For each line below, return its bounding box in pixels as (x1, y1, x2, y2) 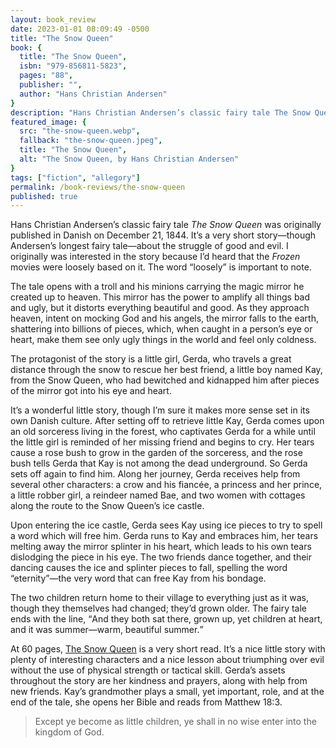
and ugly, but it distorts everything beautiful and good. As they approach (10, 302, 310, 314)
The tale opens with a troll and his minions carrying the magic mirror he (10, 281, 305, 293)
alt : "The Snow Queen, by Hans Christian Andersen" (19, 154, 240, 164)
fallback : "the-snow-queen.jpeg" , (19, 136, 163, 146)
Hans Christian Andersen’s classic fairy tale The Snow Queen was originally (10, 219, 322, 231)
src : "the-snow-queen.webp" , (19, 126, 141, 136)
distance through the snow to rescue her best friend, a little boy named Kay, (10, 364, 323, 376)
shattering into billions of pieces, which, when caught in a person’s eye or (10, 323, 313, 335)
